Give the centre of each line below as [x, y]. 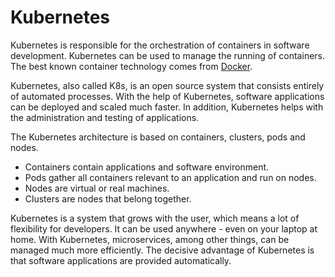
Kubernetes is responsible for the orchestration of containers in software [160, 45]
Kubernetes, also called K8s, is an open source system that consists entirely [167, 85]
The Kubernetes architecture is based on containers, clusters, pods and [158, 137]
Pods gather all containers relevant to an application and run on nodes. [170, 177]
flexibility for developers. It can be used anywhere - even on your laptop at [164, 228]
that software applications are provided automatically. [121, 260]
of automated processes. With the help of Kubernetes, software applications [167, 96]
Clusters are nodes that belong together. [108, 198]
